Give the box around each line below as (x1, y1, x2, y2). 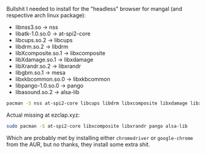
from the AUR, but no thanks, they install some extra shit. (6, 141, 150, 148)
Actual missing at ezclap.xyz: (6, 111, 80, 119)
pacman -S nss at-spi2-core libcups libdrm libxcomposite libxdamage (6, 100, 188, 106)
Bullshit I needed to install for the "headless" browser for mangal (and (6, 5, 183, 12)
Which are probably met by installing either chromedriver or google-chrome (6, 134, 193, 141)
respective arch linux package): (6, 12, 86, 19)
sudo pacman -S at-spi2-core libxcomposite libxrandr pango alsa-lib (6, 123, 188, 129)
